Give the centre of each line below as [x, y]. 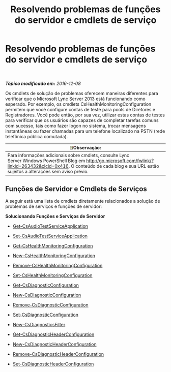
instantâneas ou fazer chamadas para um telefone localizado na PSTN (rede [85, 131]
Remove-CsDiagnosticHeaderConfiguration [58, 354]
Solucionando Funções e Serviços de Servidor [55, 216]
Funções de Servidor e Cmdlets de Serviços [76, 189]
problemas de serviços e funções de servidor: [54, 206]
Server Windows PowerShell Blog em [46, 161]
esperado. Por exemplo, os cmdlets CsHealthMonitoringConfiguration [78, 104]
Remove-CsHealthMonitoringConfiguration [58, 266]
